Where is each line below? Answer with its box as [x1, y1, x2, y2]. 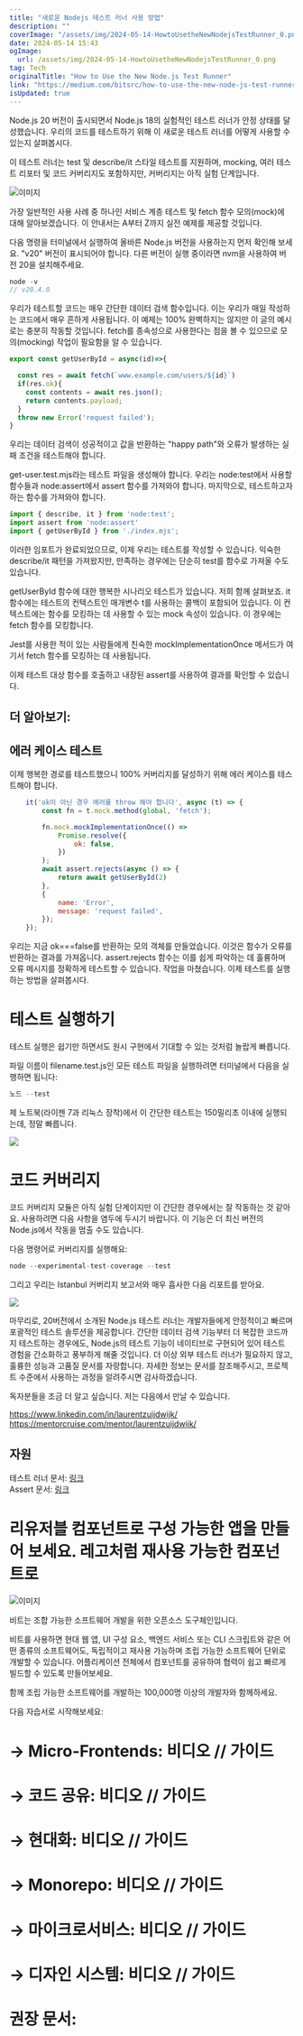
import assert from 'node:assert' [9, 518, 140, 528]
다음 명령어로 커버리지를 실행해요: [9, 1243, 128, 1254]
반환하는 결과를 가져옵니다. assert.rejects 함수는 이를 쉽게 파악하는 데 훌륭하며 [9, 952, 286, 963]
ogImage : [9, 47, 42, 56]
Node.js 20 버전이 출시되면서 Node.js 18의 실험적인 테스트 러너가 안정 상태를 [9, 115, 281, 125]
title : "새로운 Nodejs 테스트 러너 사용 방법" [9, 13, 165, 23]
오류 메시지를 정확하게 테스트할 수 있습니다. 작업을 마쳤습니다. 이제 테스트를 [9, 963, 274, 975]
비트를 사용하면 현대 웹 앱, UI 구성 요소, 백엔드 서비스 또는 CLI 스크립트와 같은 [9, 1633, 281, 1644]
